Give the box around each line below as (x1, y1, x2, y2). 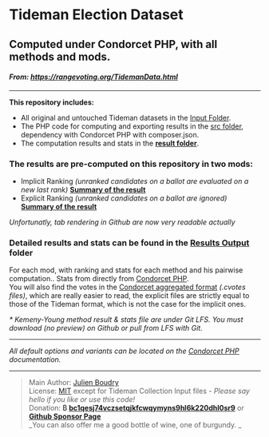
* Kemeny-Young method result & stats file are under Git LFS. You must (9, 315, 243, 324)
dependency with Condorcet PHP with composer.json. (20, 129, 200, 139)
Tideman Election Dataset (9, 6, 184, 24)
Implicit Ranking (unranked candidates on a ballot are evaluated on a (20, 177, 249, 186)
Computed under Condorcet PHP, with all (9, 38, 218, 51)
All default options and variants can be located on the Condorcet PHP (9, 346, 239, 356)
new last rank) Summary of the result (20, 185, 146, 195)
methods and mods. (9, 50, 111, 63)
